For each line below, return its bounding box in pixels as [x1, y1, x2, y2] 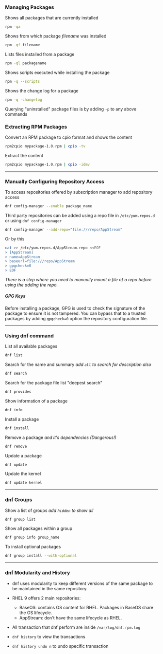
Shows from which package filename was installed [5, 33, 107, 39]
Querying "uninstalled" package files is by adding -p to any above [5, 106, 137, 112]
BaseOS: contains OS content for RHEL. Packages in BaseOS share [19, 604, 154, 610]
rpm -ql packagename [5, 61, 47, 66]
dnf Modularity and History [5, 569, 70, 576]
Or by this [5, 236, 25, 242]
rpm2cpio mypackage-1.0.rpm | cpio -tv [5, 144, 86, 148]
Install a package [5, 416, 39, 422]
